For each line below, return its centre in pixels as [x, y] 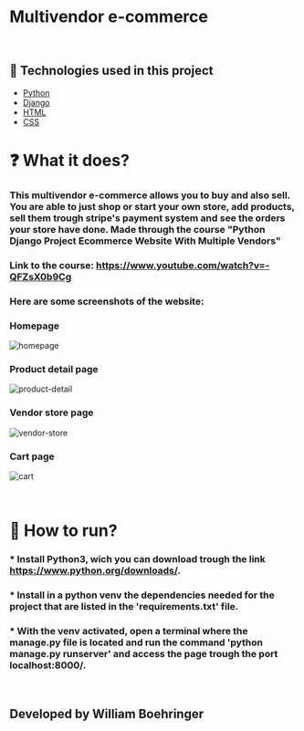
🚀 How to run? [63, 531]
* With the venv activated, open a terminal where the [129, 631]
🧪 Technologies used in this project [111, 71]
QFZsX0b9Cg [41, 277]
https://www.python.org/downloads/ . [95, 570]
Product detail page [54, 369]
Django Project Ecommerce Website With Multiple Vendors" [145, 241]
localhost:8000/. [48, 665]
